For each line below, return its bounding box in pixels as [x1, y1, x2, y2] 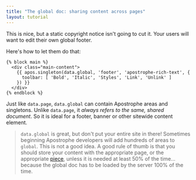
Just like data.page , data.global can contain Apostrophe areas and [6, 100, 168, 107]
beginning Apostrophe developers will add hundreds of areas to [20, 136, 175, 144]
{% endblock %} [6, 90, 43, 96]
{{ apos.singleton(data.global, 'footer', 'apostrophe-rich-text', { [16, 69, 191, 75]
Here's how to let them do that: [6, 47, 81, 55]
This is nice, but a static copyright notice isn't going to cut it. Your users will [6, 30, 189, 37]
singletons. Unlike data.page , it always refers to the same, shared [6, 106, 164, 113]
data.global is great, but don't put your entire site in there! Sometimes [20, 130, 191, 137]
